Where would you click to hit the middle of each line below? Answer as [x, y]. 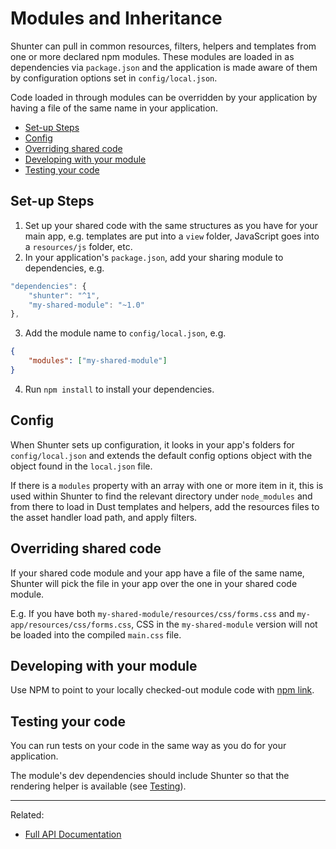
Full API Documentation [73, 834]
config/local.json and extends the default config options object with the [161, 455]
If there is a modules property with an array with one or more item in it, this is [167, 485]
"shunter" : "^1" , [64, 295]
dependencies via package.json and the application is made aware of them [164, 67]
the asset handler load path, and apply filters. [104, 517]
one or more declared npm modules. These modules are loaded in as [152, 56]
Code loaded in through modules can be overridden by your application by [164, 97]
